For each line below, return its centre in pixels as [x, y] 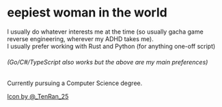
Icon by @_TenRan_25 [38, 97]
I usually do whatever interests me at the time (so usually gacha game [105, 32]
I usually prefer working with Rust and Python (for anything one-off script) [111, 46]
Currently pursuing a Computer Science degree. [75, 83]
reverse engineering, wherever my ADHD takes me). [80, 38]
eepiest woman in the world [87, 13]
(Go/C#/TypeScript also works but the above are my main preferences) [108, 62]
